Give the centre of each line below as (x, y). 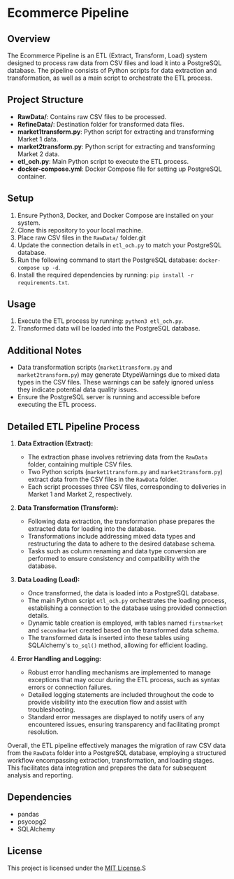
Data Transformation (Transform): (68, 508)
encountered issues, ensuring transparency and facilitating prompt (124, 725)
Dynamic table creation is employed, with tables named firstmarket (125, 623)
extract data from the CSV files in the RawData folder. (103, 479)
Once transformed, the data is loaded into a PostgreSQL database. (124, 593)
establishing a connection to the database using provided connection (127, 608)
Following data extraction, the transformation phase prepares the (121, 521)
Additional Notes (45, 351)
